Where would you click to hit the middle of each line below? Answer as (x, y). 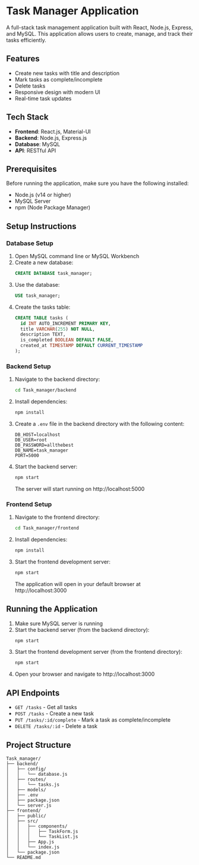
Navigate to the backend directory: (57, 380)
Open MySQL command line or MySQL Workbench (77, 256)
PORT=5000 (27, 455)
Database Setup (30, 243)
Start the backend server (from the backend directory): (82, 629)
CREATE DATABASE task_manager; (53, 274)
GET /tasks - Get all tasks (46, 707)
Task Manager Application (72, 11)
